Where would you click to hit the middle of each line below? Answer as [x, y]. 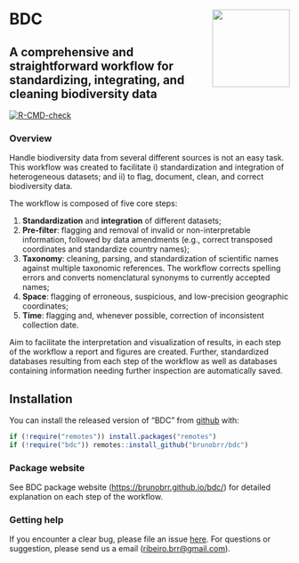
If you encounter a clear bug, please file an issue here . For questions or [140, 539]
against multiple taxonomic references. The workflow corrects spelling [151, 269]
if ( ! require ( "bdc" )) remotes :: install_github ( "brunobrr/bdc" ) [129, 445]
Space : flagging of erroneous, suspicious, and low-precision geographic [155, 297]
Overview [31, 138]
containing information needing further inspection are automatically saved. [146, 371]
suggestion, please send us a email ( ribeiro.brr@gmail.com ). [120, 549]
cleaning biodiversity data [83, 94]
